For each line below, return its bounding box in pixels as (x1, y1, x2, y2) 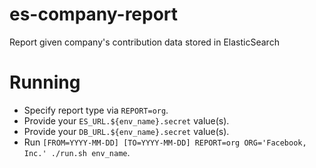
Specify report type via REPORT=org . (23, 104, 169, 116)
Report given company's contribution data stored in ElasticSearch (9, 36, 280, 48)
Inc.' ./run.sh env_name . (23, 146, 131, 158)
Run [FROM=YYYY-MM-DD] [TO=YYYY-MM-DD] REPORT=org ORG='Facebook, (23, 136, 307, 148)
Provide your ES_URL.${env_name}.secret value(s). (23, 114, 230, 127)
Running (9, 71, 81, 94)
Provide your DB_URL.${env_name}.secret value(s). (23, 125, 230, 137)
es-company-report (9, 3, 179, 26)
